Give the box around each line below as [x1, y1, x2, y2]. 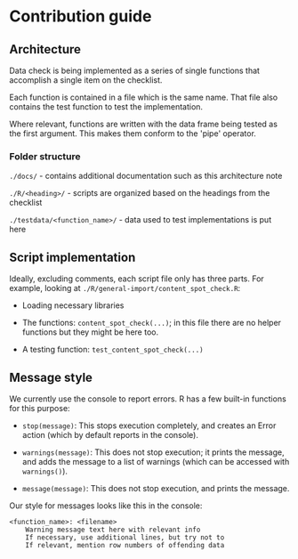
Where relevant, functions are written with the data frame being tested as [9, 118, 278, 129]
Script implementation [9, 249, 136, 264]
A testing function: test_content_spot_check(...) [21, 344, 204, 355]
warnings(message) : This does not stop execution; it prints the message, [21, 447, 285, 458]
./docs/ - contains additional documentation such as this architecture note [9, 171, 283, 182]
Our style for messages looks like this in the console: [9, 500, 203, 511]
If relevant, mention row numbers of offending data [25, 540, 225, 549]
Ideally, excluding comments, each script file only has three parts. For [9, 273, 264, 284]
